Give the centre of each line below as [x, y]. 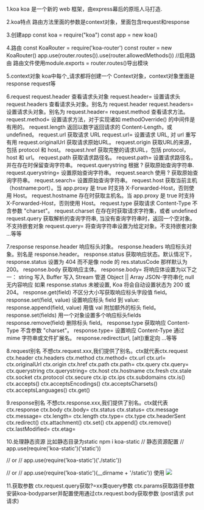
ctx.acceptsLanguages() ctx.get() [48, 390]
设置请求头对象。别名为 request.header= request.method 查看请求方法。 [97, 112]
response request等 [31, 83]
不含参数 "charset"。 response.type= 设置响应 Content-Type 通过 [102, 330]
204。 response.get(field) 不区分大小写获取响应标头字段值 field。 [88, 292]
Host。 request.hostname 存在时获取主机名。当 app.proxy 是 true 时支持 [104, 196]
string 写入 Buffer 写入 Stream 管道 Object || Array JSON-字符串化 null [106, 277]
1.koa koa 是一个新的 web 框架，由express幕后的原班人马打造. [84, 9]
